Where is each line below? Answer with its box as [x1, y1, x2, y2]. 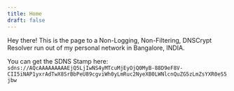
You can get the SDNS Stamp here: [7, 57, 109, 65]
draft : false [7, 17, 46, 24]
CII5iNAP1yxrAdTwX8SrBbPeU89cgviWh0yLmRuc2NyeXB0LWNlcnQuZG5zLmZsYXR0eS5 [7, 71, 228, 78]
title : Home [7, 10, 42, 17]
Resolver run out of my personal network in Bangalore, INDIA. [7, 43, 185, 52]
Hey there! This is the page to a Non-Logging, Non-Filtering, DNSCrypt [7, 36, 212, 44]
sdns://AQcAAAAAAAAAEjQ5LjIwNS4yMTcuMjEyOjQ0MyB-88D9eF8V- [7, 64, 184, 71]
